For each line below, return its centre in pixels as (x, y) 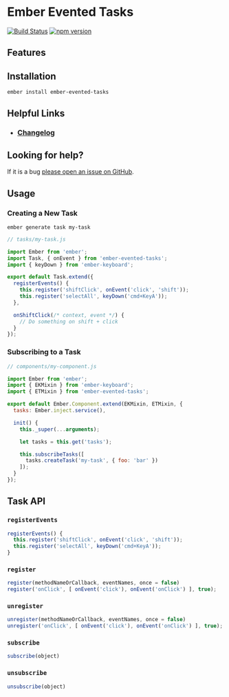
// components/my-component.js (52, 366)
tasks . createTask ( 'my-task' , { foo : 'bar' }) (91, 461)
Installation (32, 76)
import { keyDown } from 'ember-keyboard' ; (70, 265)
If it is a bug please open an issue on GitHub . (70, 172)
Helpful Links (36, 113)
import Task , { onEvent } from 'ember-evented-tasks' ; (87, 258)
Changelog (36, 133)
